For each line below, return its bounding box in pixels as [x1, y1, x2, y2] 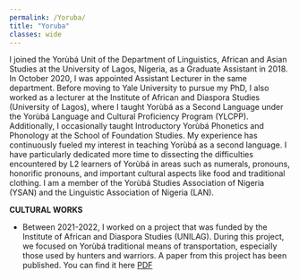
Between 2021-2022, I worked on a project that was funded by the [21, 222, 268, 232]
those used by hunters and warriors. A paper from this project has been [21, 250, 287, 261]
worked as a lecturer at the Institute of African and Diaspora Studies [9, 92, 261, 103]
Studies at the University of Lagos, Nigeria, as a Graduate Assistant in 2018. [9, 63, 288, 74]
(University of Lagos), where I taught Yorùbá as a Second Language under [9, 102, 284, 113]
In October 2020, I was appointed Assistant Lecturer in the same [9, 73, 248, 84]
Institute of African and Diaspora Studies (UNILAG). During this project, [21, 232, 285, 242]
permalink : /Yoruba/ [9, 13, 87, 22]
